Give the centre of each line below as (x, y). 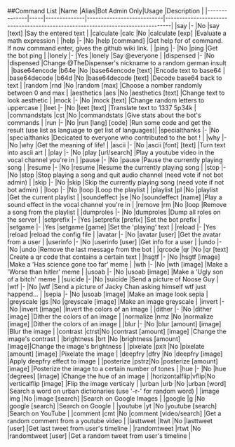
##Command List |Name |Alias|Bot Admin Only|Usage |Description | (106, 11)
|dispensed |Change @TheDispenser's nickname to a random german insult (117, 63)
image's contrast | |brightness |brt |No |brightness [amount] (94, 339)
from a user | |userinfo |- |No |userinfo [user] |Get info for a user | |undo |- (115, 242)
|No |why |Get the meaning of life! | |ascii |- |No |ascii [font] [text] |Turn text (116, 145)
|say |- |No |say (197, 26)
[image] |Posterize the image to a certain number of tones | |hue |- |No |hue (117, 369)
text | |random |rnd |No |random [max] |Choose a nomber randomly (105, 85)
